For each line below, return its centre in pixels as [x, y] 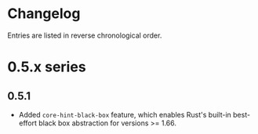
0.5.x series [47, 67]
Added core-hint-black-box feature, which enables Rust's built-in [125, 114]
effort [27, 123]
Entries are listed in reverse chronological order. [85, 35]
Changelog [44, 14]
